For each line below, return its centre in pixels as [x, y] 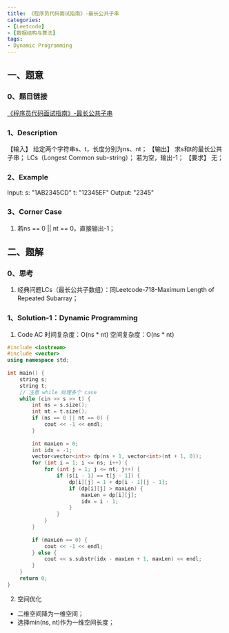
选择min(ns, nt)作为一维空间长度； [66, 622]
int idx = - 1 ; [52, 450]
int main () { [26, 373]
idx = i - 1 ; [100, 501]
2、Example [28, 177]
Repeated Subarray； [48, 298]
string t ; [34, 386]
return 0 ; [34, 578]
